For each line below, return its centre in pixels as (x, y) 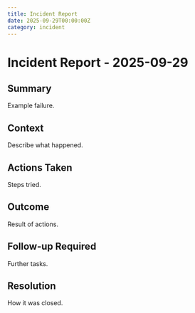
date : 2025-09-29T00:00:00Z (49, 21)
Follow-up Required (52, 246)
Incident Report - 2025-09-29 (98, 62)
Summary (30, 89)
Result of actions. (33, 224)
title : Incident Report (43, 14)
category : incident (36, 27)
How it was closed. (35, 303)
